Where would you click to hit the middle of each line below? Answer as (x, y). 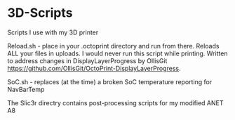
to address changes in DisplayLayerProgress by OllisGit (87, 60)
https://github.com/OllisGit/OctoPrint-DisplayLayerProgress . (94, 68)
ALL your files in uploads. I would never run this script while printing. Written (117, 53)
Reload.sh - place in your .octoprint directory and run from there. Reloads (113, 46)
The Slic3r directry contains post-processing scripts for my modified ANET (115, 102)
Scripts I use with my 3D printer (53, 32)
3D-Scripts (40, 13)
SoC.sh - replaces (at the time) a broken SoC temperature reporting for (110, 81)
